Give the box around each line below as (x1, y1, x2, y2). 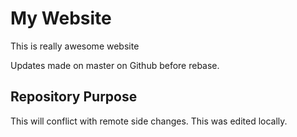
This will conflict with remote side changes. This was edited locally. (10, 115, 288, 127)
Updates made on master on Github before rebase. (10, 59, 220, 71)
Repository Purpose (10, 88, 138, 106)
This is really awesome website (10, 40, 140, 52)
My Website (10, 7, 112, 30)
